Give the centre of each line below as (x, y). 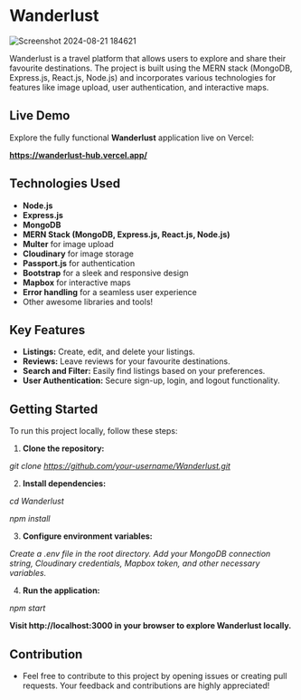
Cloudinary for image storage (78, 254)
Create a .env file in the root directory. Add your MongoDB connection (140, 554)
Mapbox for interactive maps (76, 283)
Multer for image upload (68, 244)
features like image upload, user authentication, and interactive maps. (139, 87)
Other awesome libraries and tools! (88, 302)
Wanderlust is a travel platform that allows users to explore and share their (148, 58)
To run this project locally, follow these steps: (94, 431)
